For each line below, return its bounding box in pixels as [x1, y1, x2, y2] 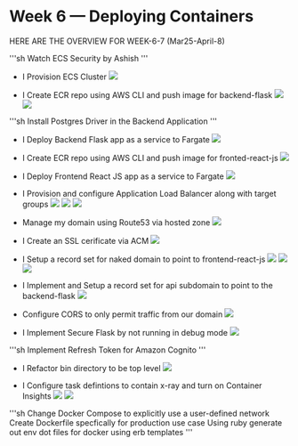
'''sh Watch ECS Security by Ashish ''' [9, 53, 149, 63]
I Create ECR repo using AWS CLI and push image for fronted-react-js [21, 152, 278, 163]
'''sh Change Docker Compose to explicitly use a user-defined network [9, 408, 270, 418]
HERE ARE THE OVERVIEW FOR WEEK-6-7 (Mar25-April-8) [9, 36, 225, 46]
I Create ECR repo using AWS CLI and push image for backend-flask [21, 89, 273, 100]
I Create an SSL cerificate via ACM [21, 235, 149, 246]
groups [21, 199, 49, 209]
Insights [21, 390, 52, 401]
